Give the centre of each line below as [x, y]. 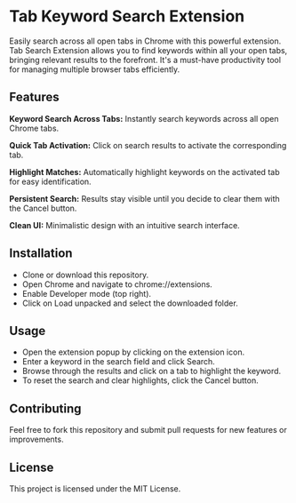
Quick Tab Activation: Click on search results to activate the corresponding [148, 145]
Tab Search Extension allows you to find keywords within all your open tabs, [148, 50]
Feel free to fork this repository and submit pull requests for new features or [148, 430]
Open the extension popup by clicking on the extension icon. [133, 352]
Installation [41, 254]
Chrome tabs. [34, 128]
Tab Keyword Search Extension [127, 16]
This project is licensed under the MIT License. [95, 489]
